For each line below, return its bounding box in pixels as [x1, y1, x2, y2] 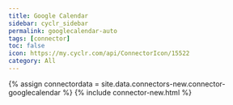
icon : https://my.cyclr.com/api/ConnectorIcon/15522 [8, 49, 190, 57]
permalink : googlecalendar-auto [8, 27, 117, 35]
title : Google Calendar [8, 11, 89, 20]
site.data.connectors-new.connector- [100, 78, 226, 89]
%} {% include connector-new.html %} [61, 87, 193, 97]
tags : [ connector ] [8, 34, 70, 43]
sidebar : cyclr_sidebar [8, 19, 89, 27]
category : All [8, 57, 57, 65]
